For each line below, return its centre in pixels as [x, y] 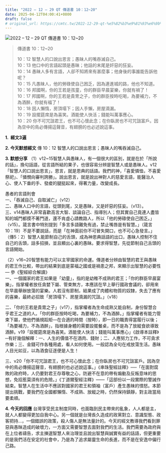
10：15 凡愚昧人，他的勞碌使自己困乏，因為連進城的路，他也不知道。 [87, 84]
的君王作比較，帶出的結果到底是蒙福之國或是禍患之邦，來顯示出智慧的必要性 [83, 266]
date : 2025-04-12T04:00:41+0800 [38, 14]
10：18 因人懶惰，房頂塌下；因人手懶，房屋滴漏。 [68, 109]
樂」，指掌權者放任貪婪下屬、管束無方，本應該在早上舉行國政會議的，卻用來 [82, 285]
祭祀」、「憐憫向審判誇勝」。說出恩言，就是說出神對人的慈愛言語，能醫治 [78, 177]
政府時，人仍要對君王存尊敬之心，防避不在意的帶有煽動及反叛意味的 [83, 373]
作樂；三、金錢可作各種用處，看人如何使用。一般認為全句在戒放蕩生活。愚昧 [83, 344]
